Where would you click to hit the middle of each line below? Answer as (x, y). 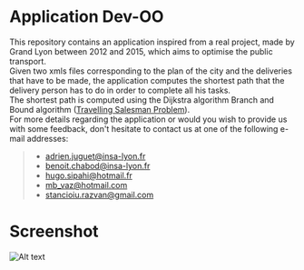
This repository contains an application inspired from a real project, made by (152, 42)
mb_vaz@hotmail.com (86, 185)
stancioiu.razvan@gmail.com (99, 195)
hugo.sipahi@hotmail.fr (89, 175)
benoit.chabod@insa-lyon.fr (98, 165)
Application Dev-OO (87, 17)
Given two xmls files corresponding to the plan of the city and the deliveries (151, 71)
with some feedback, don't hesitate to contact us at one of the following (144, 128)
